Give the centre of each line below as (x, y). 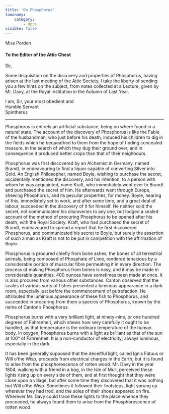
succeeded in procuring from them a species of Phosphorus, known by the (83, 302)
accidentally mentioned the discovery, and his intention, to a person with (80, 179)
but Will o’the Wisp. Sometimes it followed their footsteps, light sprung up (81, 386)
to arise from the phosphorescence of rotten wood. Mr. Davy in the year (80, 365)
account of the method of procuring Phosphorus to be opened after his (79, 217)
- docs (30, 24)
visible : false (21, 29)
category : (25, 19)
